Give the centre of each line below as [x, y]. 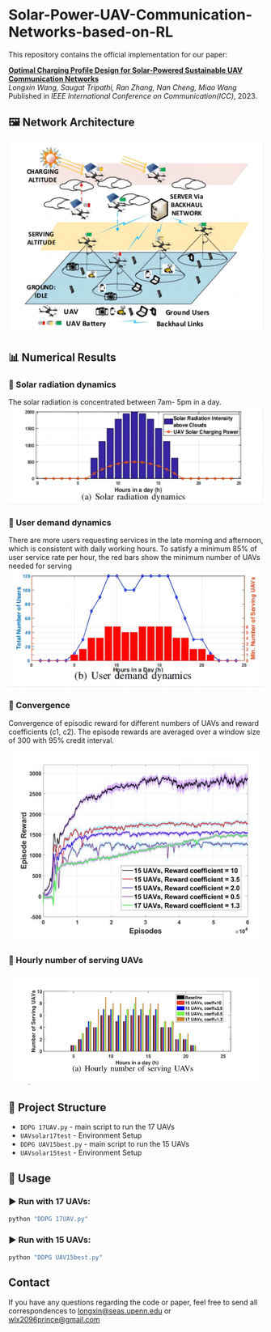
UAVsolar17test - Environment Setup [81, 1135]
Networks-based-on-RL [91, 32]
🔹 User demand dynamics [60, 522]
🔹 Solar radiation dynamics [62, 384]
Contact [29, 1283]
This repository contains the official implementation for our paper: [118, 54]
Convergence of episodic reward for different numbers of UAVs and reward [134, 723]
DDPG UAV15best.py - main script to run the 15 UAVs [105, 1144]
